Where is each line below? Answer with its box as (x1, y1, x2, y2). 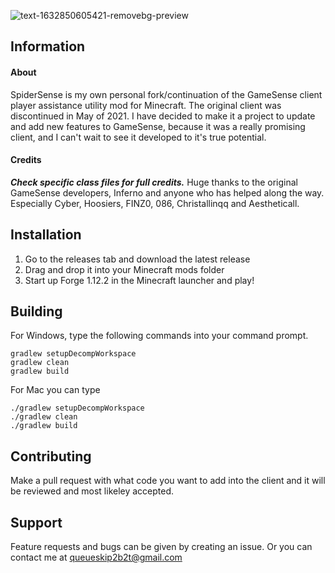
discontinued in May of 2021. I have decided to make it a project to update (10, 110, 316, 122)
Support (10, 514, 63, 531)
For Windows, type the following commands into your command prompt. (10, 330, 309, 342)
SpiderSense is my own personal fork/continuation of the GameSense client (10, 88, 323, 100)
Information (10, 38, 86, 55)
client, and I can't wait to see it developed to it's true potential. (10, 131, 267, 143)
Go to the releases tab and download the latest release (24, 253, 251, 265)
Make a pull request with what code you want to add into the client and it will (10, 475, 326, 487)
